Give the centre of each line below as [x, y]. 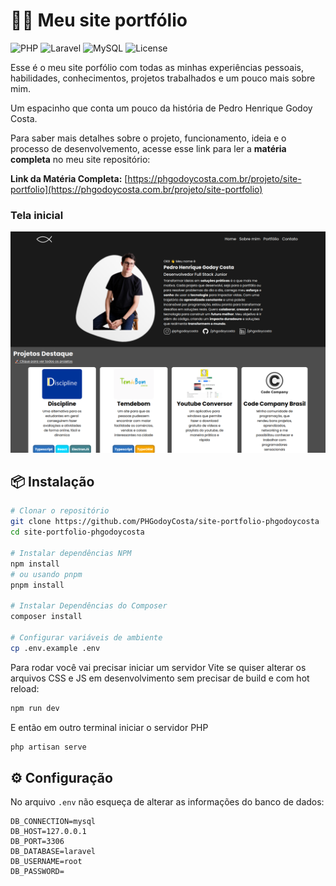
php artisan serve [48, 747]
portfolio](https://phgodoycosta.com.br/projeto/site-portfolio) [136, 189]
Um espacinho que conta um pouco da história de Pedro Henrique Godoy [161, 108]
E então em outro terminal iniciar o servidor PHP [109, 727]
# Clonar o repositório [60, 511]
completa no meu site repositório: [80, 159]
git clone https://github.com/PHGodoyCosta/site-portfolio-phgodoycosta [165, 522]
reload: [25, 688]
